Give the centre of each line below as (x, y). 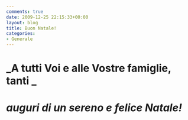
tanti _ (21, 81)
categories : (21, 34)
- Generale (20, 39)
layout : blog (22, 22)
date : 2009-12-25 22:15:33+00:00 (47, 17)
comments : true (25, 12)
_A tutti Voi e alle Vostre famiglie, (89, 68)
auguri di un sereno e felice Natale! (94, 108)
